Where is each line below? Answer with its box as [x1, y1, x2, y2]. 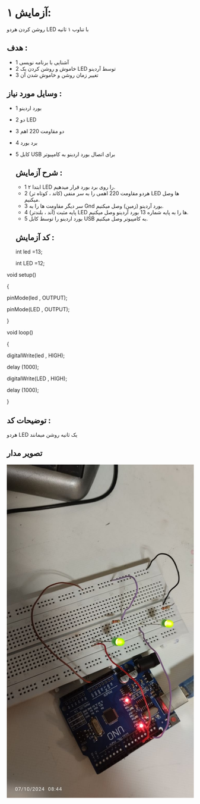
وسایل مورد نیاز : [7, 89, 62, 99]
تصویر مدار [7, 448, 43, 458]
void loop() [7, 329, 33, 336]
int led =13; [15, 248, 43, 255]
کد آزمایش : [15, 232, 55, 242]
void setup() [7, 271, 37, 279]
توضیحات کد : [7, 415, 51, 426]
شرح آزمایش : [15, 167, 63, 178]
